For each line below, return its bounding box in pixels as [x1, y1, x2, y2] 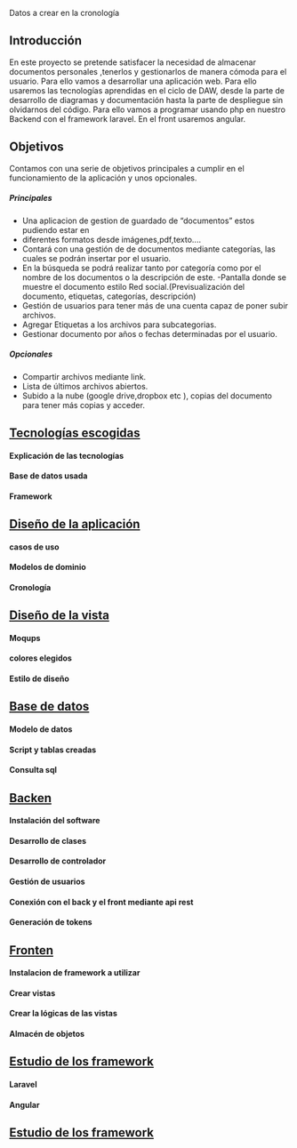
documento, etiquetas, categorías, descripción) [21, 291, 197, 301]
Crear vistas [9, 987, 56, 999]
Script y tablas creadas [9, 744, 97, 755]
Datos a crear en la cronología [9, 8, 120, 18]
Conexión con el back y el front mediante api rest [9, 896, 194, 907]
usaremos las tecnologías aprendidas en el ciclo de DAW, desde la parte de [9, 84, 285, 96]
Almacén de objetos [9, 1028, 85, 1039]
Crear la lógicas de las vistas [9, 1008, 118, 1019]
